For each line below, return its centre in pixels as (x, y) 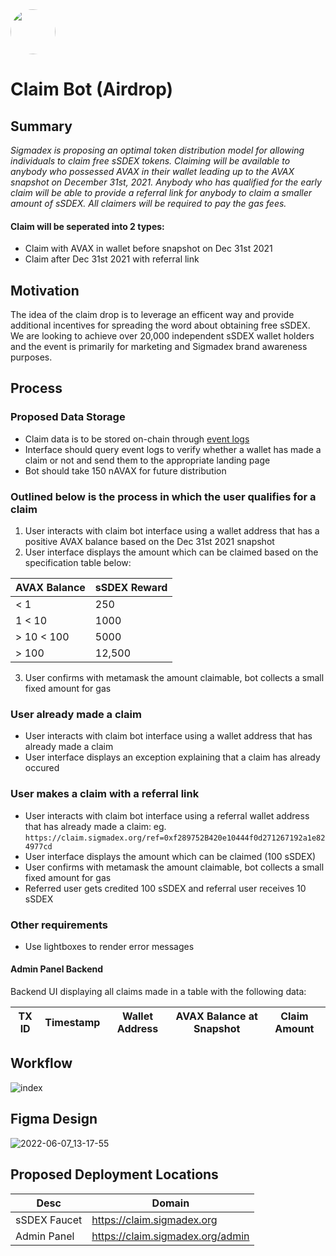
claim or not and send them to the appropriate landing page (147, 460)
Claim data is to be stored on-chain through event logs (137, 439)
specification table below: (78, 562)
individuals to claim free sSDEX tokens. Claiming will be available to (150, 161)
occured (42, 768)
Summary (41, 126)
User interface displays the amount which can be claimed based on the (171, 552)
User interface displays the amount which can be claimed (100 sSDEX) (170, 856)
